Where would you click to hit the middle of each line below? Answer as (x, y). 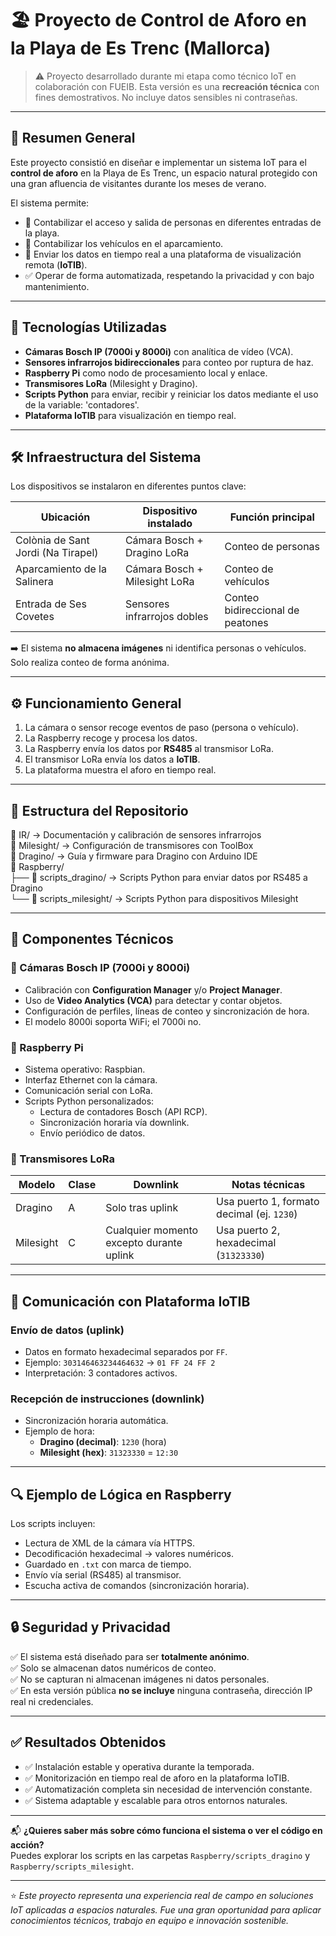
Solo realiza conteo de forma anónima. (90, 663)
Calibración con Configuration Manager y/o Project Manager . (153, 989)
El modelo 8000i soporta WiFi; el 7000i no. (113, 1021)
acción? (27, 1844)
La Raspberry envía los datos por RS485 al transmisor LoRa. (149, 749)
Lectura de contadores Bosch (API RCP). (123, 1111)
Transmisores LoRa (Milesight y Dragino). (111, 383)
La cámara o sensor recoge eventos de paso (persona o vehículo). (161, 728)
